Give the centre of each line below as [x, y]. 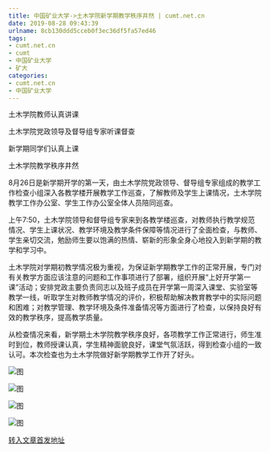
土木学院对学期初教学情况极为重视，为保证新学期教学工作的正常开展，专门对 [135, 267]
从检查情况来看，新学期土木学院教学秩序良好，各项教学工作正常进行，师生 [131, 335]
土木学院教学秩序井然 [43, 166]
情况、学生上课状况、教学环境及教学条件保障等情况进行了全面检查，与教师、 [135, 230]
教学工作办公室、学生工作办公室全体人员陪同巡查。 [93, 203]
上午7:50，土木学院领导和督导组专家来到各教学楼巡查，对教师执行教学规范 [132, 220]
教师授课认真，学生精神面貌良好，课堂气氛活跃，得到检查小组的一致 [149, 345]
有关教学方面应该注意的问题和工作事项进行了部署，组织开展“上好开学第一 [130, 277]
